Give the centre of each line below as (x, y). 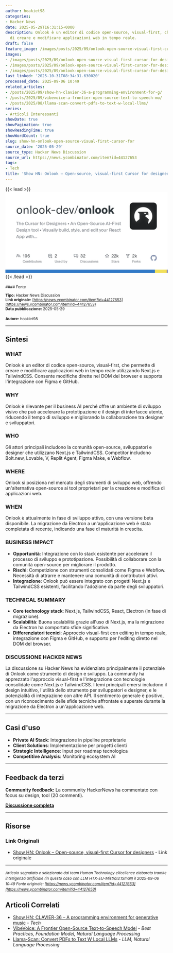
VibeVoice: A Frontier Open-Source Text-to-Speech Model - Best (82, 928)
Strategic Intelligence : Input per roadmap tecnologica (70, 751)
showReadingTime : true (30, 131)
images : (14, 54)
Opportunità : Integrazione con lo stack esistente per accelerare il (82, 553)
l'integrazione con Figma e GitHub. (42, 382)
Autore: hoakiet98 (22, 319)
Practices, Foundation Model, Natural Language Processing (76, 934)
